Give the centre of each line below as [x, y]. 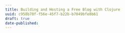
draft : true [17, 18]
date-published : [22, 23]
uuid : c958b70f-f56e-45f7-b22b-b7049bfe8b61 [52, 14]
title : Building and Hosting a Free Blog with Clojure [63, 9]
